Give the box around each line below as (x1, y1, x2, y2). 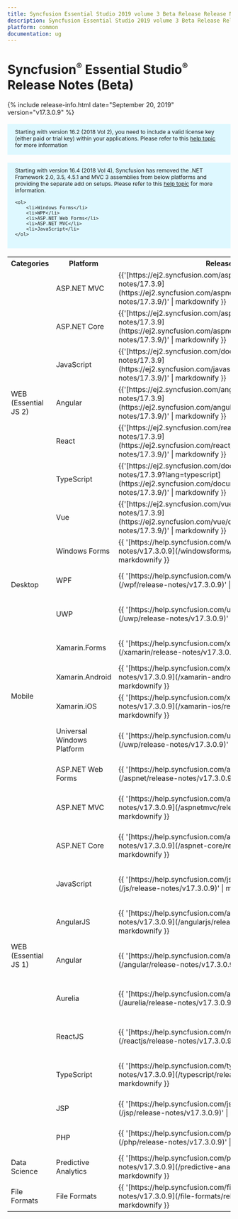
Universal (55, 726, 88, 736)
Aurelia (55, 993, 80, 1003)
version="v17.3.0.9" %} (7, 108, 74, 116)
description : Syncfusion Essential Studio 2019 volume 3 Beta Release (7, 17, 220, 24)
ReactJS (55, 1031, 84, 1041)
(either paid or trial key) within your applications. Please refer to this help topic (15, 134, 216, 142)
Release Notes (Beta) (7, 77, 134, 93)
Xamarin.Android (55, 672, 112, 682)
